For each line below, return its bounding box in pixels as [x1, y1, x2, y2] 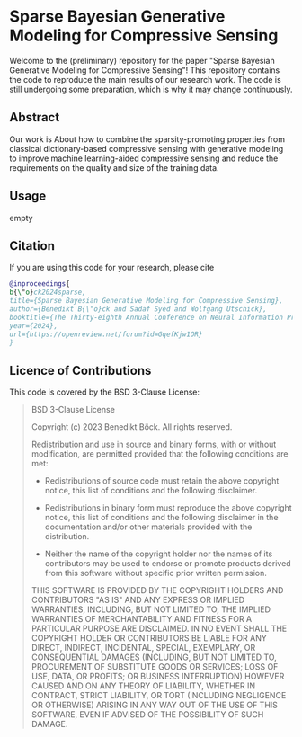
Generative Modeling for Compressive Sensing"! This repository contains [9, 65, 280, 75]
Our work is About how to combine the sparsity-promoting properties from [9, 133, 286, 145]
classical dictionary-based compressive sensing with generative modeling [9, 143, 284, 154]
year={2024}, [9, 321, 58, 330]
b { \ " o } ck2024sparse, [9, 288, 87, 297]
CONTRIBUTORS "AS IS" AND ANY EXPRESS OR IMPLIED [31, 595, 245, 606]
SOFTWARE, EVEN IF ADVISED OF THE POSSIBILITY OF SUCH [31, 709, 264, 720]
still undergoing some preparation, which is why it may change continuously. [9, 84, 293, 94]
